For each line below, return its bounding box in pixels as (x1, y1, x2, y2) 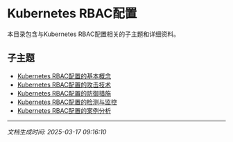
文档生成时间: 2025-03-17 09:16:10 (7, 127, 107, 136)
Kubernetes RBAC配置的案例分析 (17, 106, 112, 114)
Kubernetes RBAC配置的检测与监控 (17, 98, 118, 106)
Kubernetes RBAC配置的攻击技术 (17, 80, 112, 89)
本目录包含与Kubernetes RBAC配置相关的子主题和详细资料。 (7, 30, 180, 38)
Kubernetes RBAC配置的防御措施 (17, 89, 112, 97)
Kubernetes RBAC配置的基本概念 (17, 71, 112, 80)
